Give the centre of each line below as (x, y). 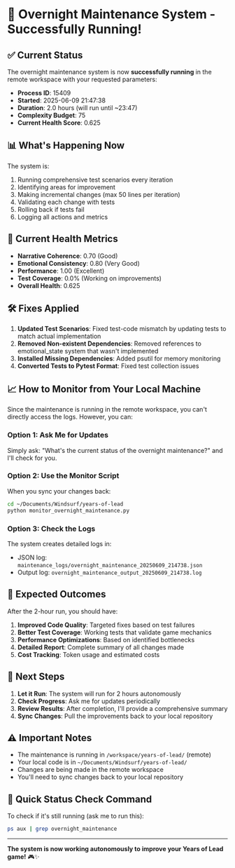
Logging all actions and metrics (63, 217)
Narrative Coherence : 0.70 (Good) (67, 256)
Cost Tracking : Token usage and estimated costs (88, 654)
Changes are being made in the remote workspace (91, 770)
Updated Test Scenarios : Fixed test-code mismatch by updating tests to (122, 329)
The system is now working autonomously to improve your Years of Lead (115, 849)
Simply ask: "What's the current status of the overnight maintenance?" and (115, 450)
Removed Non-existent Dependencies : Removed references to (109, 344)
